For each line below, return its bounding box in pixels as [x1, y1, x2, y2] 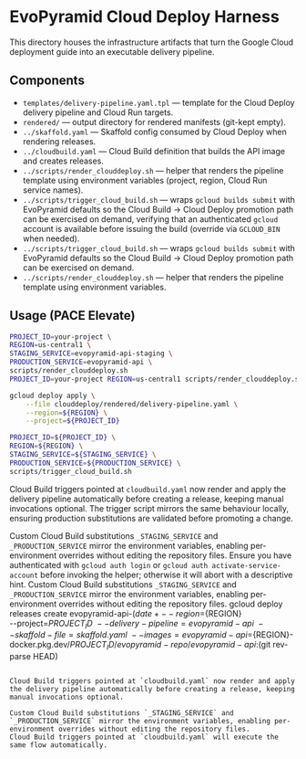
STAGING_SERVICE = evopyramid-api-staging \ [9, 349, 173, 358]
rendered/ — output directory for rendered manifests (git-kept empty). [22, 116, 287, 127]
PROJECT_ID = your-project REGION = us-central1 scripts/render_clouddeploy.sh [9, 374, 303, 384]
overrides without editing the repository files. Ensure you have [58, 550, 292, 561]
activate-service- [211, 561, 282, 570]
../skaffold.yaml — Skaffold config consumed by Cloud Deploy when [22, 126, 287, 137]
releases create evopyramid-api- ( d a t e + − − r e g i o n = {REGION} [9, 607, 242, 618]
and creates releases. [22, 155, 105, 166]
